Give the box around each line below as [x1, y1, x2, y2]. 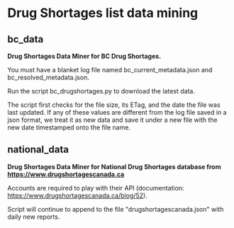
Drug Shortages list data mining [7, 5, 199, 21]
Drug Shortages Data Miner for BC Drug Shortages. [7, 52, 162, 60]
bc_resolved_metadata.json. [7, 73, 90, 81]
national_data [7, 144, 69, 156]
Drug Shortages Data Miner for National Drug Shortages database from [7, 162, 221, 171]
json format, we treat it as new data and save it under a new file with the [7, 115, 218, 124]
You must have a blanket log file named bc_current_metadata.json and [7, 66, 213, 74]
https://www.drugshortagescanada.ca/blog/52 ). [7, 191, 147, 200]
